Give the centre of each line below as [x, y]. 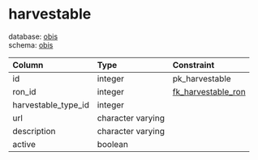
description [34, 131]
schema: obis [31, 44]
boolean [112, 144]
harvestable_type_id [51, 104]
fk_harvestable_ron [209, 91]
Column [28, 65]
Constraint [193, 65]
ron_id [24, 91]
